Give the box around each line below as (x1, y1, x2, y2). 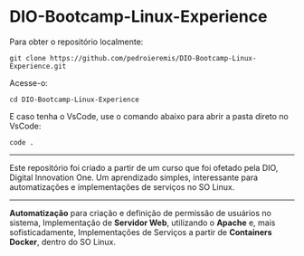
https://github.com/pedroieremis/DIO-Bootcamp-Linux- (49, 53, 257, 62)
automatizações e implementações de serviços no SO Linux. (9, 181, 235, 192)
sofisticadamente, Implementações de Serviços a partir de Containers (9, 226, 273, 237)
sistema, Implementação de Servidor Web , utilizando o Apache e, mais (9, 217, 276, 228)
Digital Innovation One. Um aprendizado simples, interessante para (9, 172, 259, 183)
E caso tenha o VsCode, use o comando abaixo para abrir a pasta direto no (9, 110, 290, 121)
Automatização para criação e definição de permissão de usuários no (9, 207, 271, 218)
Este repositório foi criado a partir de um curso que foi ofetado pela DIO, (9, 162, 279, 173)
